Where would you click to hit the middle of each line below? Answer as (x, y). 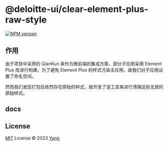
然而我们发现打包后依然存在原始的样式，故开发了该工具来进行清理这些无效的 (84, 86)
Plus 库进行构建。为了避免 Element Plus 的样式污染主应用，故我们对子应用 (82, 70)
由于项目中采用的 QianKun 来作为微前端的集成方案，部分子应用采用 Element (83, 63)
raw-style (26, 20)
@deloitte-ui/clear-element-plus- (77, 9)
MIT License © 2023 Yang (33, 138)
